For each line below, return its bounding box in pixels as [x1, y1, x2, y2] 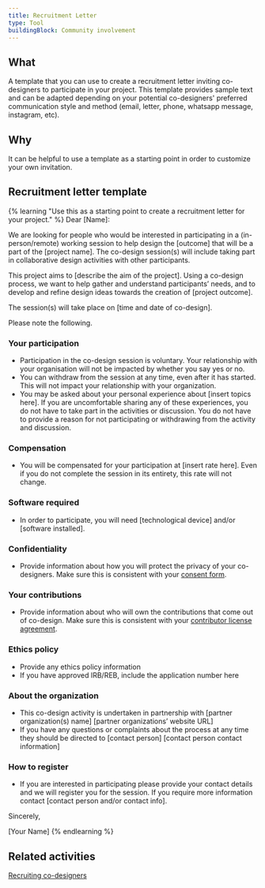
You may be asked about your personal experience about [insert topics [19, 389, 252, 399]
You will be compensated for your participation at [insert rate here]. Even [19, 460, 257, 470]
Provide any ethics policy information [19, 662, 141, 671]
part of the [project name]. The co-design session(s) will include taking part [8, 247, 256, 256]
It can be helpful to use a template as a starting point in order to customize [8, 154, 252, 163]
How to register [8, 761, 69, 772]
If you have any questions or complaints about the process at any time [19, 724, 249, 734]
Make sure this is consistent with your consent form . [55, 570, 227, 579]
